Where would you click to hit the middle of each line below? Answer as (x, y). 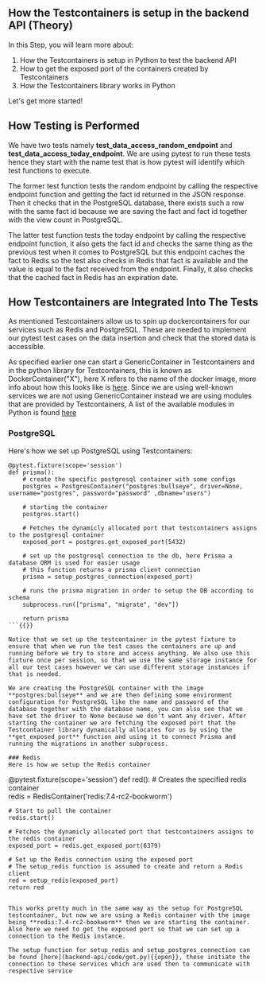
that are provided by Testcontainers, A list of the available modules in (121, 404)
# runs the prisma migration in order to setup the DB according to (138, 591)
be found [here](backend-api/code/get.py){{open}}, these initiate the (129, 957)
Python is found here (42, 413)
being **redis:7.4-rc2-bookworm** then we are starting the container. (129, 922)
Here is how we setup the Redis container (79, 764)
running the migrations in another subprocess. (89, 744)
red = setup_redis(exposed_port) (64, 880)
